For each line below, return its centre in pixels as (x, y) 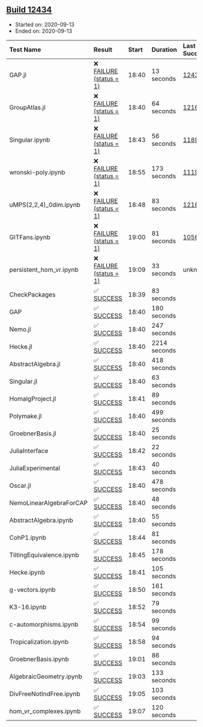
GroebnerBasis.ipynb (39, 659)
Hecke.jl (21, 347)
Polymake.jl (26, 416)
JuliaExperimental (35, 468)
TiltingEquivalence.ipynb (44, 555)
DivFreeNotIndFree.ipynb (45, 694)
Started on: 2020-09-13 (45, 24)
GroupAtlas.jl (27, 107)
